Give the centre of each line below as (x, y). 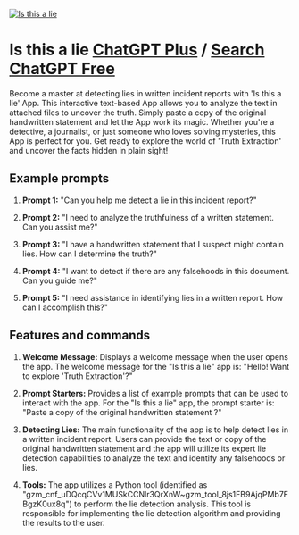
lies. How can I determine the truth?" (90, 254)
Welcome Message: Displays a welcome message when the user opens (155, 356)
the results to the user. (63, 522)
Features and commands (79, 335)
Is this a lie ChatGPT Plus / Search (137, 50)
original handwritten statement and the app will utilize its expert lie (144, 448)
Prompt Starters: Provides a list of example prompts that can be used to (155, 393)
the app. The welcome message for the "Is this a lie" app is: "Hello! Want (156, 366)
